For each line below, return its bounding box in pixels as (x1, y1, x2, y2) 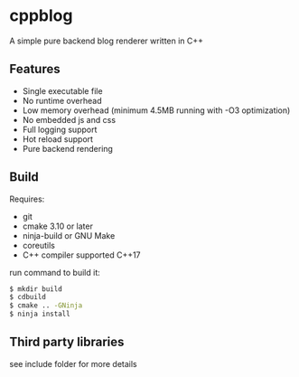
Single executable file (22, 85, 103, 96)
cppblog (9, 5, 73, 26)
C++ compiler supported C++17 (22, 250, 142, 260)
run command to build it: (9, 267, 101, 278)
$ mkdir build (9, 284, 63, 294)
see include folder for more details (9, 358, 137, 369)
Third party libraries (9, 335, 125, 350)
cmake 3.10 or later (22, 221, 93, 231)
